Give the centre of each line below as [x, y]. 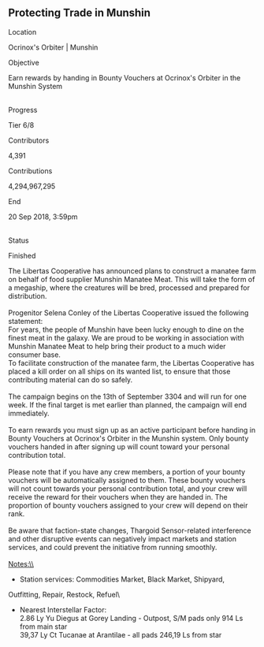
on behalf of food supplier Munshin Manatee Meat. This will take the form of [132, 279]
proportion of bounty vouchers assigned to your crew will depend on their [128, 505]
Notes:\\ [21, 563]
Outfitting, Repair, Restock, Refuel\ [64, 594]
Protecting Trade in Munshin [80, 13]
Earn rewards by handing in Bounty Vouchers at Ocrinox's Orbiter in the [125, 77]
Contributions [30, 171]
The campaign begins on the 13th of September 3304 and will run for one [127, 396]
